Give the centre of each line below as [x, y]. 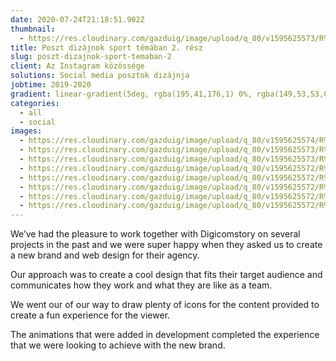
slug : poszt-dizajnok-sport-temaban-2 [91, 57]
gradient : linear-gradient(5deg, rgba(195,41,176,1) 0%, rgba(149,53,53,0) [171, 94]
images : [26, 131]
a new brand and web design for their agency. [105, 255]
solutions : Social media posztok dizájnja [100, 76]
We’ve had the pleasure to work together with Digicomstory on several [155, 234]
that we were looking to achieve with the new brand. [118, 345]
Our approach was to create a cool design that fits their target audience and [166, 275]
